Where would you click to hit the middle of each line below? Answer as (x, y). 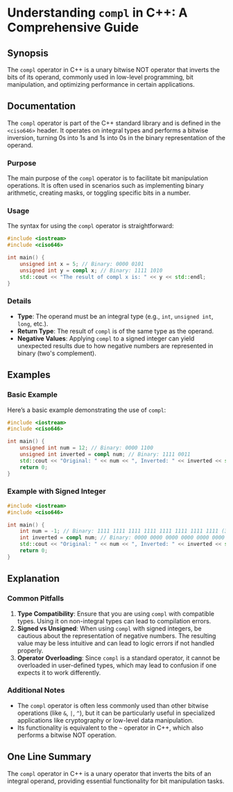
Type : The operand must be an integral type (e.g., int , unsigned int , (115, 316)
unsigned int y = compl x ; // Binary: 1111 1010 (91, 270)
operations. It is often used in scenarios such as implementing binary (106, 186)
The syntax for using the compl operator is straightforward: (91, 226)
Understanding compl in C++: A (97, 13)
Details (19, 301)
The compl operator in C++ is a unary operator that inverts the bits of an (109, 773)
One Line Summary (49, 757)
